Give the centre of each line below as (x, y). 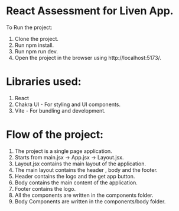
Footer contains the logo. (45, 188)
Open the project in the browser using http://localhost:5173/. (88, 57)
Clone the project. (37, 39)
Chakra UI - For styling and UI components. (68, 104)
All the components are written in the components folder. (84, 195)
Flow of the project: (55, 135)
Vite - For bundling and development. (60, 110)
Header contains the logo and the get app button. (75, 176)
